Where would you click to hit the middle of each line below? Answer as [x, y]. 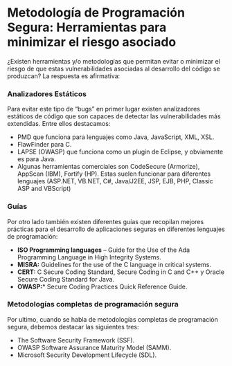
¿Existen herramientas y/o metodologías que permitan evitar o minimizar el [114, 61]
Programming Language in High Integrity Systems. [89, 257]
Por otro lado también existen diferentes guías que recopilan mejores [106, 221]
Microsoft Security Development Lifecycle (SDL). [87, 355]
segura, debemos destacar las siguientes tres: [73, 327]
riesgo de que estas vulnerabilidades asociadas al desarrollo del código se [114, 68]
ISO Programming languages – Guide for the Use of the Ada [104, 250]
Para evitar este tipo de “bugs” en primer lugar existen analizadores [104, 109]
